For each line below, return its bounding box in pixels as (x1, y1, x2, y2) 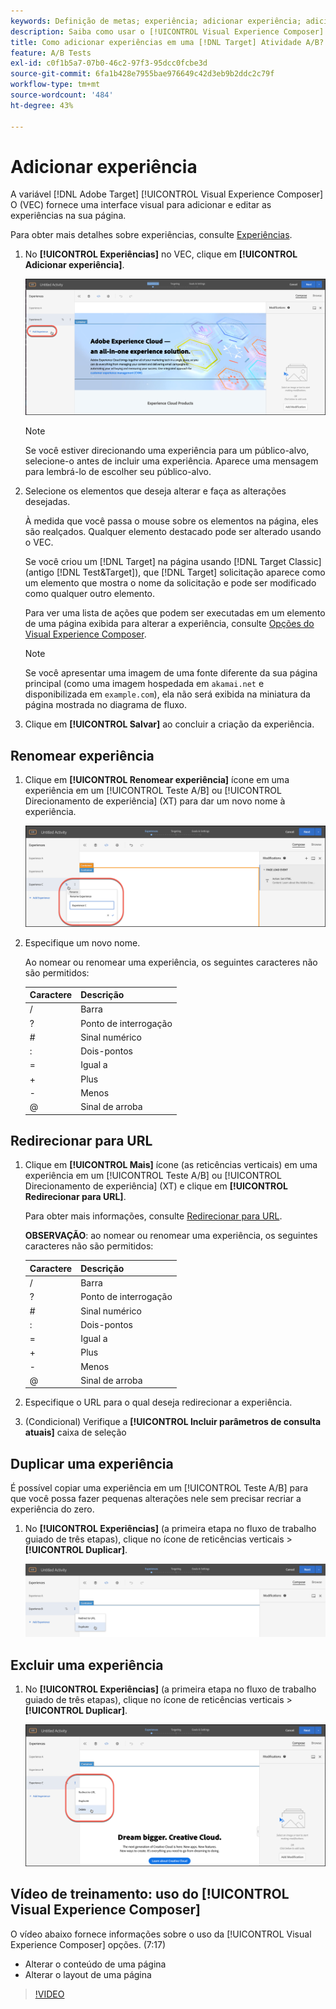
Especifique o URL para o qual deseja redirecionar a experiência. (24, 1396, 293, 1409)
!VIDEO (34, 1988, 65, 2000)
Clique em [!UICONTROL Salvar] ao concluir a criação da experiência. (24, 718, 315, 730)
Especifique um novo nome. (24, 936, 141, 949)
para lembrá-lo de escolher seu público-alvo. (24, 466, 212, 478)
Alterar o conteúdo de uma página (24, 1958, 167, 1970)
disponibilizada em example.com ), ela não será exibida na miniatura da (24, 688, 311, 700)
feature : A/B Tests (10, 48, 92, 58)
